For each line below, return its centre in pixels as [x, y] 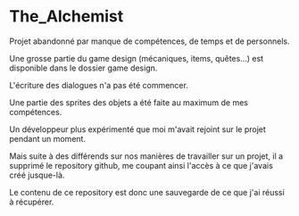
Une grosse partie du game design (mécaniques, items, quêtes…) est [137, 58]
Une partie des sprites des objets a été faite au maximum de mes [129, 102]
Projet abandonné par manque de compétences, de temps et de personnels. [149, 41]
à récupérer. [32, 202]
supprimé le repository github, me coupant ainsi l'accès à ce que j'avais [141, 165]
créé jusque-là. [37, 175]
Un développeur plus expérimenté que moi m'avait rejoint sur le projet [137, 129]
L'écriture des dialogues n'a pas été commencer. [99, 85]
